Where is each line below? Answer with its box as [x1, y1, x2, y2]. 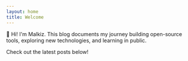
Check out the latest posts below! [6, 48, 89, 55]
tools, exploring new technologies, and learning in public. [6, 37, 147, 44]
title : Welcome [6, 14, 44, 20]
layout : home [6, 8, 39, 15]
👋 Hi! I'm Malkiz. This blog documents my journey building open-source [6, 30, 183, 37]
